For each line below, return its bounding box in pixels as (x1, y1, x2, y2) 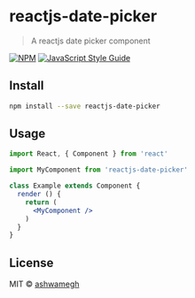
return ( (25, 197, 58, 207)
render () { (17, 190, 62, 199)
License (9, 255, 54, 271)
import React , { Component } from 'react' (9, 149, 168, 158)
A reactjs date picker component (30, 35, 151, 46)
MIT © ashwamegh (9, 279, 80, 289)
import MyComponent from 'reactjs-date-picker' (9, 165, 189, 174)
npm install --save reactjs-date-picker (9, 102, 161, 111)
